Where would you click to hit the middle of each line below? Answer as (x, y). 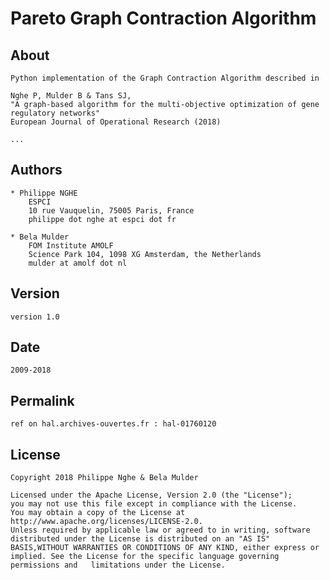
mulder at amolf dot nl (78, 263)
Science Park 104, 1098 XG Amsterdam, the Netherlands (145, 254)
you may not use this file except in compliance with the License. (154, 504)
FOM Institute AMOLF (71, 245)
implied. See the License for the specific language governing (145, 557)
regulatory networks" (55, 113)
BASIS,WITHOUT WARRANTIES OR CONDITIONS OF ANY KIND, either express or (165, 548)
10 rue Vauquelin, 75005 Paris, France (111, 210)
